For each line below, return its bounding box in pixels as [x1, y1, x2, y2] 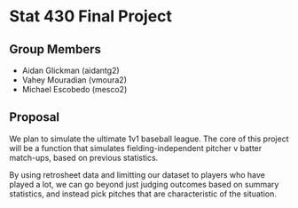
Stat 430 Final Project [9, 6, 173, 27]
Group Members [9, 42, 102, 57]
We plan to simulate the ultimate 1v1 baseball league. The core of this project [9, 133, 289, 144]
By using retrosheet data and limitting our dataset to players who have [9, 169, 266, 180]
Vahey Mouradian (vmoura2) [21, 75, 127, 85]
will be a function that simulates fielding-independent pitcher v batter [9, 142, 263, 153]
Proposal [9, 109, 60, 125]
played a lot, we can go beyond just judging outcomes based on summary [9, 179, 279, 189]
